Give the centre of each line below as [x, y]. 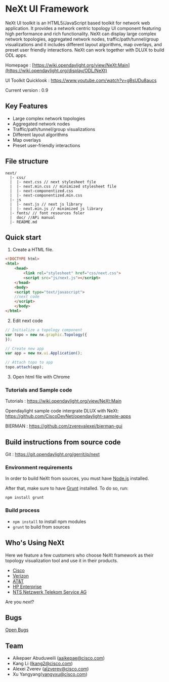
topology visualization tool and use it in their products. [62, 560]
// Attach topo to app [29, 363]
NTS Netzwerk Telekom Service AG [50, 592]
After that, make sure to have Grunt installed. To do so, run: [67, 489]
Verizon [20, 576]
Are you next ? [20, 602]
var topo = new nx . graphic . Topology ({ [46, 335]
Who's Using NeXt [35, 543]
